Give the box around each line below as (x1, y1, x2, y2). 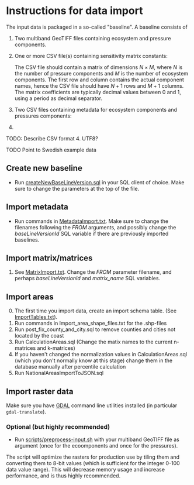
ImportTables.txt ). (14, 314, 58, 321)
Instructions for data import (6, 4, 143, 18)
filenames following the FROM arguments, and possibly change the (14, 223, 176, 231)
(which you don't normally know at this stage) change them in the (14, 357, 173, 364)
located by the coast (14, 332, 64, 339)
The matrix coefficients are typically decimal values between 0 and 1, (14, 88, 181, 95)
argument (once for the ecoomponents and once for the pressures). (14, 442, 178, 449)
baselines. (14, 236, 40, 243)
